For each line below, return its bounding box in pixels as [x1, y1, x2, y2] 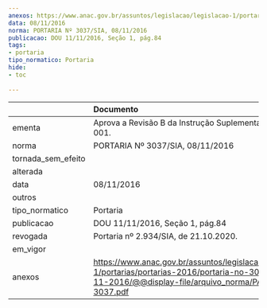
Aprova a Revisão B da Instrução [93, 117, 215, 128]
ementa [12, 122, 41, 133]
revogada [12, 230, 48, 241]
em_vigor [12, 244, 46, 255]
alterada [12, 166, 44, 177]
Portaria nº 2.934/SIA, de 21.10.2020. [93, 230, 238, 241]
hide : [8, 64, 26, 72]
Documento [93, 103, 139, 115]
